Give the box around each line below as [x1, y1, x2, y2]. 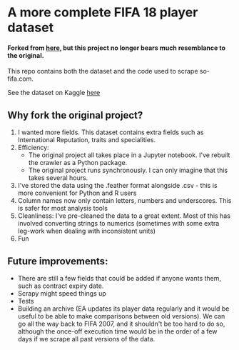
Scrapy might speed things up [17, 289, 107, 298]
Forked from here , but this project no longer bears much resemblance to [7, 44, 226, 52]
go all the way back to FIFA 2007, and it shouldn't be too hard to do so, [17, 319, 225, 329]
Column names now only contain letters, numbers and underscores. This [17, 196, 232, 205]
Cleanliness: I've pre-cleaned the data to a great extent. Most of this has [17, 211, 230, 220]
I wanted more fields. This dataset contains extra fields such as [17, 128, 204, 136]
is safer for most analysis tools [17, 204, 108, 213]
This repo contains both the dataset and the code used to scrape [7, 67, 198, 76]
